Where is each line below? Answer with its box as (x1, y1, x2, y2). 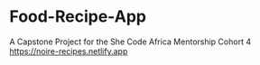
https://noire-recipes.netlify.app (9, 45, 128, 56)
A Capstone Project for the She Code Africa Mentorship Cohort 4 (9, 36, 251, 47)
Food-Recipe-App (9, 6, 147, 27)
